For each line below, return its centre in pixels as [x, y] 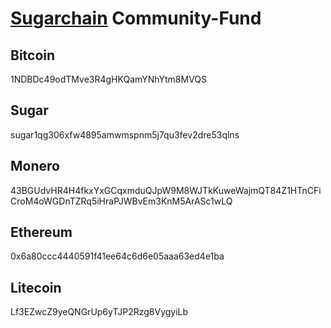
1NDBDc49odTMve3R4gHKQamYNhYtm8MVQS [109, 79]
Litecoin [36, 287]
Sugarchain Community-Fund [136, 18]
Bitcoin [33, 55]
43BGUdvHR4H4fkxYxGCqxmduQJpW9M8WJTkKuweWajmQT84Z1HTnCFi [166, 190]
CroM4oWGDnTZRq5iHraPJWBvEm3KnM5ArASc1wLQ [121, 201]
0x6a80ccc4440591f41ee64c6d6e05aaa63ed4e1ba [117, 256]
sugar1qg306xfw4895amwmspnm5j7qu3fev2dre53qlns [125, 134]
